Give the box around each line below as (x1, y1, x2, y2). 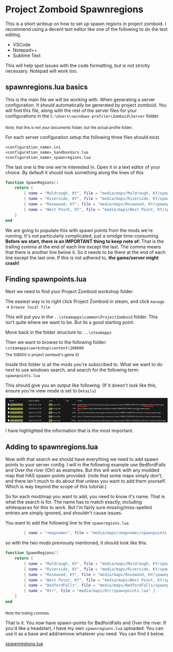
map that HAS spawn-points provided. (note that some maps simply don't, (5, 473, 163, 479)
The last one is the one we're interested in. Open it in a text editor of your (5, 164, 161, 170)
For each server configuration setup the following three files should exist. (5, 134, 161, 140)
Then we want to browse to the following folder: (5, 339, 107, 346)
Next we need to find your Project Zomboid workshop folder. (5, 288, 134, 295)
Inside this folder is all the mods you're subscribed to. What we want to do (5, 361, 163, 368)
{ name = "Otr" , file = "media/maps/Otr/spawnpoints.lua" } (24, 588, 155, 593)
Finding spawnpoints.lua (5, 275, 86, 283)
